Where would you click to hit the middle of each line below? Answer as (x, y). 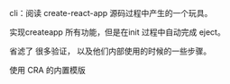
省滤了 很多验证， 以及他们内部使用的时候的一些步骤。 (110, 51)
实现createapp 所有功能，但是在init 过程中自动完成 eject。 (117, 32)
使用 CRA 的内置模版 (47, 70)
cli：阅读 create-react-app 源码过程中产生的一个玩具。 (111, 13)
